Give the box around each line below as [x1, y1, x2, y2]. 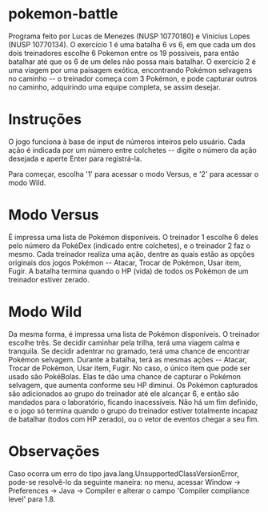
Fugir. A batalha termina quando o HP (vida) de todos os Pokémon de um [8, 266, 250, 276]
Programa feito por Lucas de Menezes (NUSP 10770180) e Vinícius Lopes [8, 31, 250, 41]
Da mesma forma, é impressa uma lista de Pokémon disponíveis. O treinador [8, 329, 260, 338]
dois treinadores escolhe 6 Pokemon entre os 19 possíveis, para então [8, 48, 240, 58]
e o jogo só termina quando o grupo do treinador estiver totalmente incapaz [8, 406, 258, 415]
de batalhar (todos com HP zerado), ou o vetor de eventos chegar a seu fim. [8, 414, 260, 424]
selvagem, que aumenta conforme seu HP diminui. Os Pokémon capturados [8, 380, 258, 390]
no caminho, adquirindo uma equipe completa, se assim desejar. [8, 82, 222, 92]
